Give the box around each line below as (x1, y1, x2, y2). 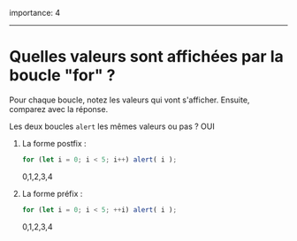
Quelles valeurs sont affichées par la (9, 47, 285, 67)
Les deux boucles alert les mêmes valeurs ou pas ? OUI (9, 121, 215, 132)
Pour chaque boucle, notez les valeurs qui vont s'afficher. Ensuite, (9, 94, 250, 105)
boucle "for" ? (9, 65, 116, 86)
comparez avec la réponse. (9, 103, 109, 114)
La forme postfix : (21, 138, 87, 148)
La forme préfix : (21, 188, 83, 199)
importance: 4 (9, 8, 61, 18)
